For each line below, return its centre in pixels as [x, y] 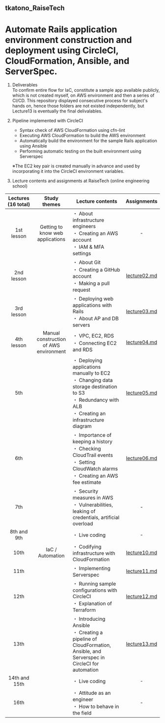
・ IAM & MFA [88, 247]
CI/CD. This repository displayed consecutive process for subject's [80, 101]
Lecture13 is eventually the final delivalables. [57, 111]
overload [83, 524]
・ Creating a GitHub [96, 270]
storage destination [95, 387]
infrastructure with [94, 553]
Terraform [84, 610]
